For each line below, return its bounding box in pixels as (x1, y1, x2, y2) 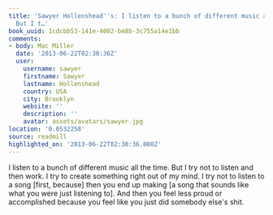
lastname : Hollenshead (23, 80, 100, 88)
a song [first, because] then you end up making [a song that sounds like (8, 179, 249, 189)
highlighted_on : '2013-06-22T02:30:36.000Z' (8, 140, 162, 148)
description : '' (23, 110, 79, 118)
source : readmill (8, 132, 67, 140)
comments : (8, 34, 42, 43)
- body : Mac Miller (8, 42, 75, 50)
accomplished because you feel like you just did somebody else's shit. (8, 196, 245, 207)
